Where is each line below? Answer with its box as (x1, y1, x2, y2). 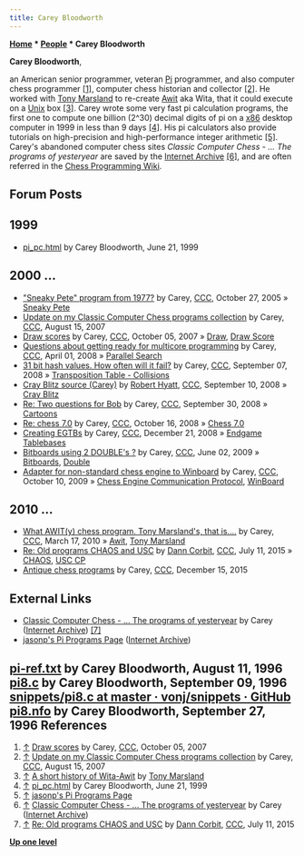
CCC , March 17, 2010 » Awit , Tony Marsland (22, 535, 186, 546)
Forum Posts (9, 187, 83, 203)
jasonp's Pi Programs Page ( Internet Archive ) (22, 634, 191, 645)
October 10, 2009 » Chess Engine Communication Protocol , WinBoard (22, 475, 285, 486)
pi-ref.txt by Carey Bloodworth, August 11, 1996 (9, 661, 283, 676)
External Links (9, 591, 93, 606)
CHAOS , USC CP (22, 555, 86, 566)
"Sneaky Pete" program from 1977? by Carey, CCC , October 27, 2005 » (22, 292, 289, 303)
